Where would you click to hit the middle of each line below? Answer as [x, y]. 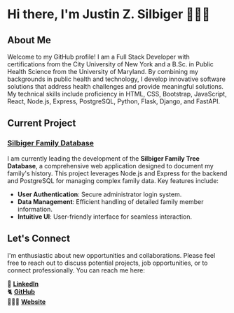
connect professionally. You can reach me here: [76, 270]
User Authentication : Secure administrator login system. [99, 194]
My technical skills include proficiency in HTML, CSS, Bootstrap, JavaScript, [117, 94]
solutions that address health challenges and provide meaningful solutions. [116, 86]
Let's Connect [39, 239]
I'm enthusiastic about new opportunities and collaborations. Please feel [111, 255]
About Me [29, 40]
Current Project [42, 123]
